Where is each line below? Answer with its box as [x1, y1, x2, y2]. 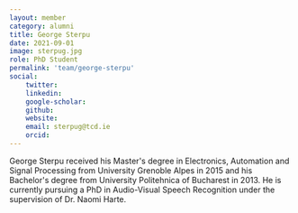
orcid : [25, 131, 50, 140]
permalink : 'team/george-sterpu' [9, 64, 135, 73]
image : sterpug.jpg [9, 47, 83, 56]
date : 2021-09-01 [9, 38, 75, 48]
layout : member [9, 13, 67, 23]
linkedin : [25, 88, 63, 97]
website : [25, 114, 59, 123]
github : [25, 106, 54, 115]
